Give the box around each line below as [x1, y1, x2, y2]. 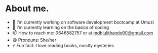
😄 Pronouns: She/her [12, 37, 57, 43]
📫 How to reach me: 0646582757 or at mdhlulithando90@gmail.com [12, 30, 153, 36]
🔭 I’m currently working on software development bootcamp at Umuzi [12, 19, 154, 25]
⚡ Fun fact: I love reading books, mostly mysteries [12, 42, 114, 48]
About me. [5, 3, 49, 14]
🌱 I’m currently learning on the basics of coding [12, 24, 109, 30]
